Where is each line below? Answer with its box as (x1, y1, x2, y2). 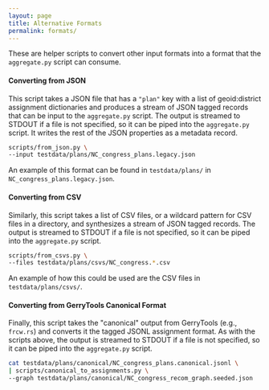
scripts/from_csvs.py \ (8, 251, 88, 260)
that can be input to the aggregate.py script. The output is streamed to (8, 110, 241, 121)
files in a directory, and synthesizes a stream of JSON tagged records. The (8, 219, 255, 228)
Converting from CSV (8, 192, 82, 202)
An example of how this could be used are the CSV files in (8, 273, 201, 283)
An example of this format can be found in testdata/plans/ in (8, 166, 211, 175)
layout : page (8, 11, 52, 20)
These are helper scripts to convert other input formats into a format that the (8, 49, 262, 59)
